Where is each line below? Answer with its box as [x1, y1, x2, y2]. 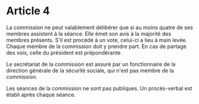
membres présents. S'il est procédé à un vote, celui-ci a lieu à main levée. [6, 36, 188, 43]
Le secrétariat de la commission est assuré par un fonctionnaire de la [6, 61, 176, 68]
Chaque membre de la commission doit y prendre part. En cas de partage [6, 43, 186, 50]
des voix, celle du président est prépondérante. [6, 49, 122, 56]
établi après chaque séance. [6, 91, 76, 98]
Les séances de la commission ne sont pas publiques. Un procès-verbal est [6, 84, 192, 92]
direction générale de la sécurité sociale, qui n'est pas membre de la [6, 67, 174, 74]
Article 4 [6, 4, 51, 18]
